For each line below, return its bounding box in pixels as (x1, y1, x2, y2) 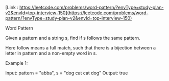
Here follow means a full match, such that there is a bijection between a (5, 45, 156, 50)
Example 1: (5, 60, 28, 66)
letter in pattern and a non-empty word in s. (5, 50, 97, 56)
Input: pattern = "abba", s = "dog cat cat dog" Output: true (5, 70, 128, 76)
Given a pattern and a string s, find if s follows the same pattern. (5, 35, 140, 41)
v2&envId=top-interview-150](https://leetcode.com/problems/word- (5, 10, 149, 16)
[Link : (5, 5, 19, 10)
